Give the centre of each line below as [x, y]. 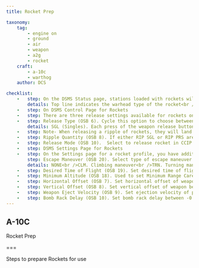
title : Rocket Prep [30, 12]
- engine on [42, 33]
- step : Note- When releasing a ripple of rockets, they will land [105, 132]
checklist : [20, 93]
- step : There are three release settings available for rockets [102, 115]
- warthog [39, 78]
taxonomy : [18, 22]
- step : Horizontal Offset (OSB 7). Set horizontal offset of [98, 182]
